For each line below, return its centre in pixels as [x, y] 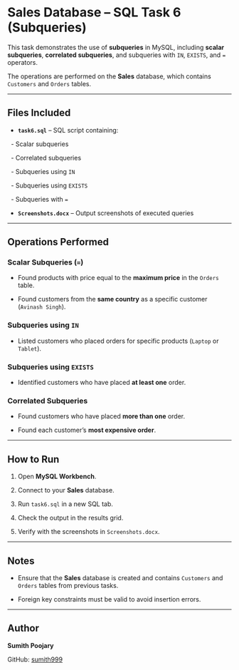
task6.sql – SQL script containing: [68, 130]
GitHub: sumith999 [35, 659]
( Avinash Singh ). [42, 306]
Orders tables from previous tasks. [68, 585]
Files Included [39, 113]
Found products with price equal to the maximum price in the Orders [118, 278]
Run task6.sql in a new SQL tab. [65, 504]
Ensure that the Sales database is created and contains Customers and [120, 577]
